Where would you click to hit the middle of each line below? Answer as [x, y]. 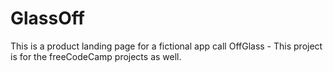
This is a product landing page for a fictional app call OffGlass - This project [166, 46]
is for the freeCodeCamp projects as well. [96, 56]
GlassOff [47, 18]
